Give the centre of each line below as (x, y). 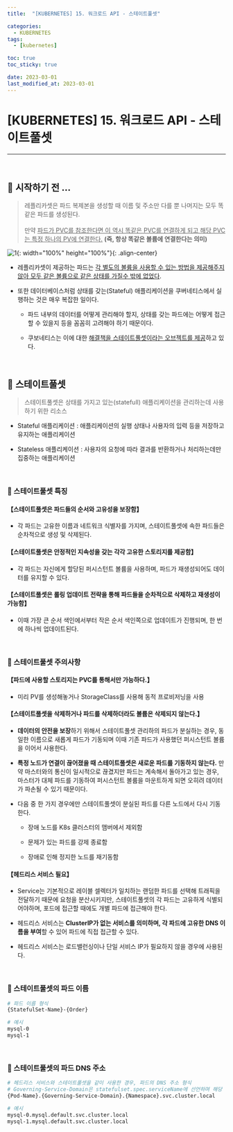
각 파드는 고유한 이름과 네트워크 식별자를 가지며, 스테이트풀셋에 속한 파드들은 (121, 526)
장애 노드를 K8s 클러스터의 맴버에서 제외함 (85, 827)
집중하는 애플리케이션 (46, 458)
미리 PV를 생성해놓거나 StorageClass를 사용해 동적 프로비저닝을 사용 (111, 696)
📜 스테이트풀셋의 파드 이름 (48, 989)
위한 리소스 (52, 411)
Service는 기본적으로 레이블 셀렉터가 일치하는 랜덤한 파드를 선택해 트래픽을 (119, 891)
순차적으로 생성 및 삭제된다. (54, 535)
